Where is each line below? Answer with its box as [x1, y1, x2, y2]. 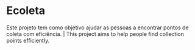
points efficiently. [6, 37, 50, 44]
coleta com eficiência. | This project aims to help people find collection [6, 30, 184, 37]
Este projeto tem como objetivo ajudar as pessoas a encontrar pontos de [6, 24, 189, 31]
